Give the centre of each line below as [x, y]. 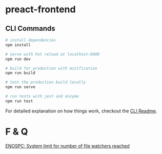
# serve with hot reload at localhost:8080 [53, 54]
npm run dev [18, 59]
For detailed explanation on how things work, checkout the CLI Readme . [81, 111]
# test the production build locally [46, 82]
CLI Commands [30, 28]
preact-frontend [40, 9]
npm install [18, 45]
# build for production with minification [51, 68]
